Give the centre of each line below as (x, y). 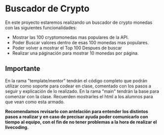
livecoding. (17, 127)
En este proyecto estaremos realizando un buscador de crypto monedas (79, 22)
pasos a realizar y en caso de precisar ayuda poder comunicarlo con (77, 117)
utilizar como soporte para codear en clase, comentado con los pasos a (78, 86)
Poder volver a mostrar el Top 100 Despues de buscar (67, 48)
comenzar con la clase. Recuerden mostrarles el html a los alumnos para (79, 96)
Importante (23, 69)
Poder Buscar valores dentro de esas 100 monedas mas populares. (81, 42)
